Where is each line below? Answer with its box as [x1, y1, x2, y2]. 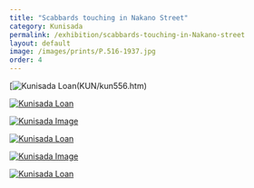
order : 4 [9, 55, 43, 64]
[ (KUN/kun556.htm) [9, 81, 148, 91]
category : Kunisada [9, 22, 83, 31]
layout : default [9, 38, 71, 48]
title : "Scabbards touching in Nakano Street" [9, 13, 189, 23]
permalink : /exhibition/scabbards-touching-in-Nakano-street [9, 30, 246, 39]
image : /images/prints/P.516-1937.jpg [9, 47, 156, 56]
